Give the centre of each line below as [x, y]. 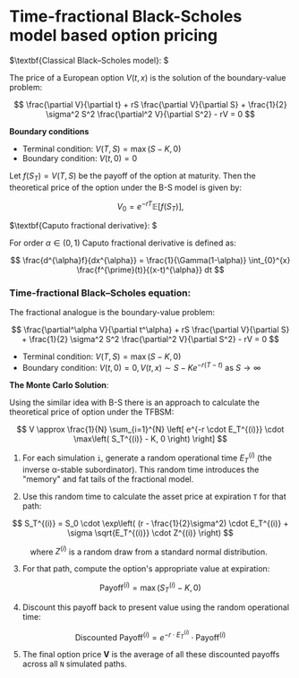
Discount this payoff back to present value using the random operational [155, 607]
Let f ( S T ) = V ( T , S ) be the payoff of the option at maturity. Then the [133, 176]
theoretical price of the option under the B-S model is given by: [125, 187]
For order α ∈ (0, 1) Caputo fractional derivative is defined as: [123, 243]
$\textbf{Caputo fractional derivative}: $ [83, 226]
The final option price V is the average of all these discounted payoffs [151, 655]
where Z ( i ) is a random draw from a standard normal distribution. [149, 551]
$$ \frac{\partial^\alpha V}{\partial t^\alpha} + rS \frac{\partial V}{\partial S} [150, 330]
